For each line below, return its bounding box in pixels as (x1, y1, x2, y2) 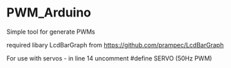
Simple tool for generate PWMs (6, 27, 96, 36)
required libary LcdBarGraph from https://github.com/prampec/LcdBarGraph (6, 41, 224, 49)
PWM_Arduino (6, 5, 92, 21)
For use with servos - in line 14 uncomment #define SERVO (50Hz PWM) (6, 54, 212, 63)
